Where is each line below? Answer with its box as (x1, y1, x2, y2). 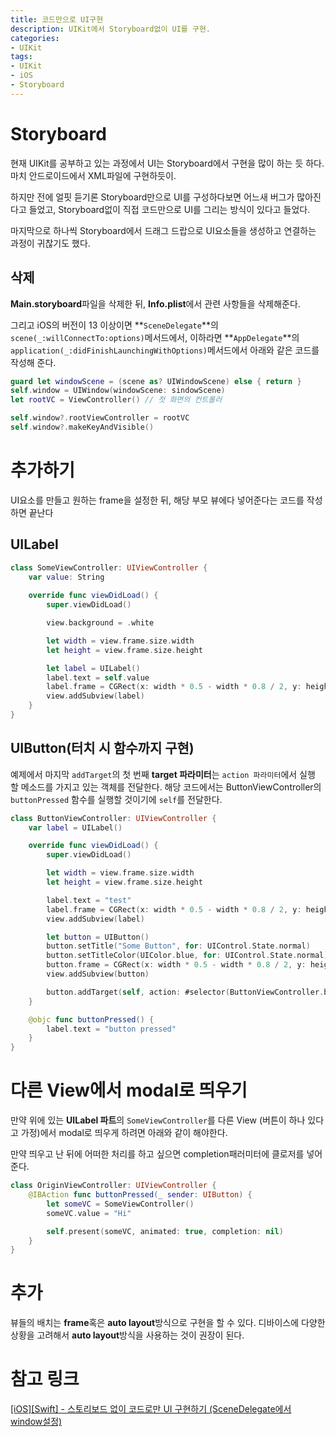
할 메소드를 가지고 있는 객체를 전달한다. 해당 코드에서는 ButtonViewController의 (10, 781, 322, 793)
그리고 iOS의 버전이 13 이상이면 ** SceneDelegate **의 (10, 319, 219, 331)
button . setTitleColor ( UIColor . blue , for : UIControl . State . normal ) (46, 951, 329, 961)
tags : (10, 52, 33, 62)
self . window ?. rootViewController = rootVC (10, 413, 190, 423)
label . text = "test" (46, 895, 132, 905)
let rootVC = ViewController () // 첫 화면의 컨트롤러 (10, 395, 223, 405)
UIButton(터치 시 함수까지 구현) (10, 740, 195, 757)
